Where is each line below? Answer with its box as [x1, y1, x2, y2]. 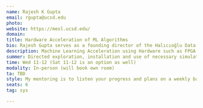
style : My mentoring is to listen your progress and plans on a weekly [6, 76, 190, 82]
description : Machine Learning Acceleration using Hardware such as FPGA [6, 48, 196, 54]
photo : [6, 20, 23, 26]
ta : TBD [6, 71, 26, 77]
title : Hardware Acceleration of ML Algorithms [6, 37, 129, 43]
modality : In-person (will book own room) [6, 65, 115, 71]
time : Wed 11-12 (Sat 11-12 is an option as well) [6, 59, 137, 65]
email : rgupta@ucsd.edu [6, 14, 66, 21]
